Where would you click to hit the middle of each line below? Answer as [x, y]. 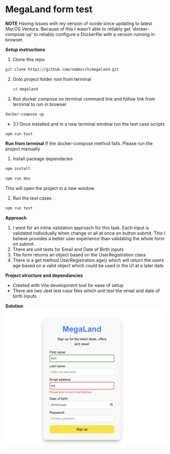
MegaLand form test [49, 9]
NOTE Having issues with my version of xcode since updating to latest [79, 23]
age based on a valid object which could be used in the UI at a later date [88, 266]
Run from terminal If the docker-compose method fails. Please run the [79, 144]
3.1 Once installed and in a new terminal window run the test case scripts [89, 124]
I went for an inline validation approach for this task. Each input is [81, 228]
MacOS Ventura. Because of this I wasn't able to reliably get [68, 29]
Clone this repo [28, 59]
